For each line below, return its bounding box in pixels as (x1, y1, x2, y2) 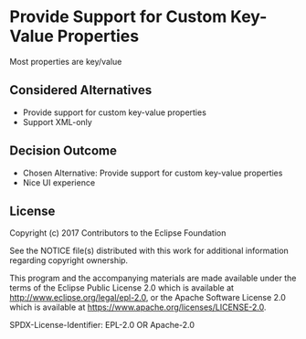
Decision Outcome (9, 143, 117, 159)
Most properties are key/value (9, 56, 122, 67)
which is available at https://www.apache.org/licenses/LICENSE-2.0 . (9, 302, 267, 313)
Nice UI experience (22, 176, 96, 188)
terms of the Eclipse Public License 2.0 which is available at (9, 282, 235, 293)
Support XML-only (22, 116, 93, 127)
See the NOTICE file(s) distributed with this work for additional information (9, 245, 290, 257)
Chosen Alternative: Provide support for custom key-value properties (22, 167, 283, 178)
